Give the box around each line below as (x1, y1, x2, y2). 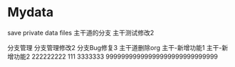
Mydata (7, 4, 54, 20)
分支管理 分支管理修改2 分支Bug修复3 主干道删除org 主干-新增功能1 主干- (7, 43, 222, 51)
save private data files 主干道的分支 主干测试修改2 (7, 28, 155, 37)
